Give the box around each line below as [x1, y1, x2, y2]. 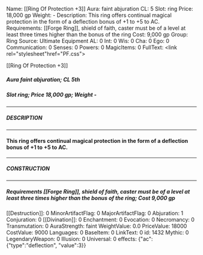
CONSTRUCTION [6, 165, 50, 172]
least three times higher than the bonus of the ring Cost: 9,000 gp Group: [6, 31, 188, 38]
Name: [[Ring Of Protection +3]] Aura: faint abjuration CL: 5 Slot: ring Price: [6, 5, 193, 12]
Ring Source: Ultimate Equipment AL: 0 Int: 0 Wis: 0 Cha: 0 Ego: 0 [6, 38, 170, 44]
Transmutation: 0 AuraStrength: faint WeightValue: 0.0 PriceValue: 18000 [6, 222, 187, 230]
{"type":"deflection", [6, 242, 57, 249]
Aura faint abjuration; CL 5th [6, 76, 80, 83]
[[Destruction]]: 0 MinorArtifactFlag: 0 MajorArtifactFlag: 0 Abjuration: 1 [6, 210, 184, 217]
